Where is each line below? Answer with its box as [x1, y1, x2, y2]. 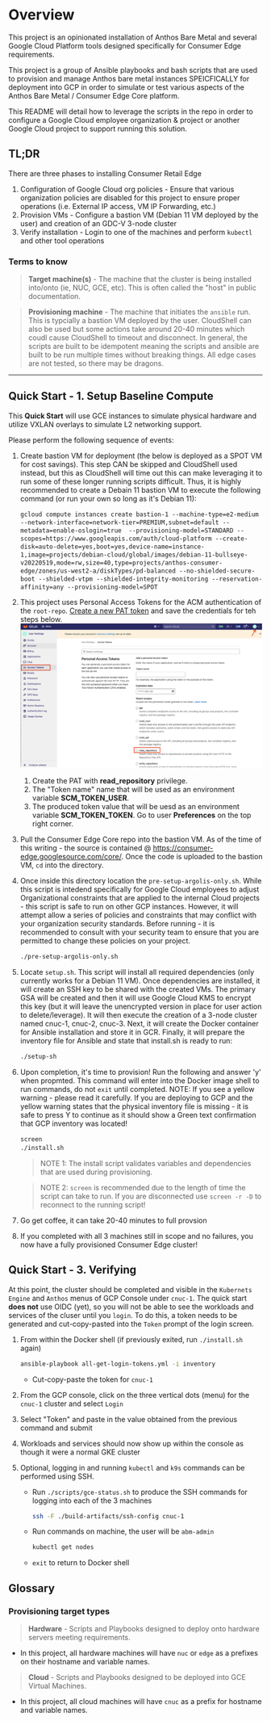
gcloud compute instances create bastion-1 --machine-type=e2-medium [19, 510, 260, 518]
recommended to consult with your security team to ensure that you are [19, 927, 260, 938]
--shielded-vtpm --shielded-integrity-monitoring [38, 575, 209, 583]
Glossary [8, 1581, 55, 1595]
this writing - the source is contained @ [19, 843, 152, 853]
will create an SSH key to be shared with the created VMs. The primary [19, 984, 256, 994]
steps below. [19, 614, 63, 623]
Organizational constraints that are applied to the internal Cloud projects [19, 893, 261, 903]
